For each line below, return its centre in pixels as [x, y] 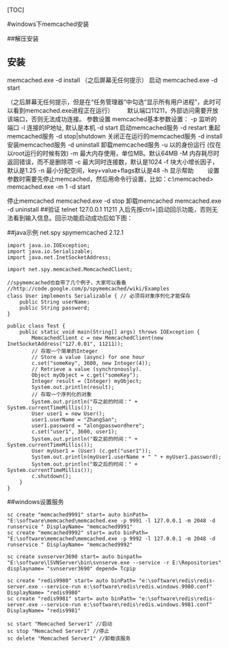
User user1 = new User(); [69, 414]
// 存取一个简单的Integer [65, 351]
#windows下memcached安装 [48, 24]
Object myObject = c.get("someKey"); [85, 375]
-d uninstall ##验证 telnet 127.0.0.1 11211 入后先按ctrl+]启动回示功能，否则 [109, 209]
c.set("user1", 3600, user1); [75, 432]
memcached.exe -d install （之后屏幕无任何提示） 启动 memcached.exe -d [112, 80]
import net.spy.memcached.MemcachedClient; [70, 269]
